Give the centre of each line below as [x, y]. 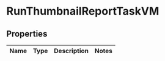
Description [71, 51]
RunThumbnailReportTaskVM [83, 11]
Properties [27, 34]
